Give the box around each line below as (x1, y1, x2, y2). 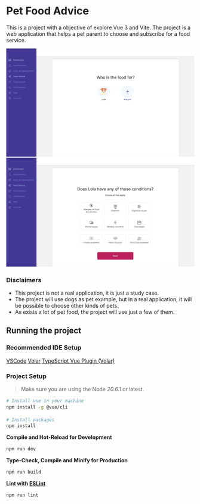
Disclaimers (6, 276, 42, 284)
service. (6, 36, 26, 44)
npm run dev (6, 446, 36, 452)
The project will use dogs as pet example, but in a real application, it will (14, 295, 192, 302)
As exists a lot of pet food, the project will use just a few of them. (14, 308, 175, 316)
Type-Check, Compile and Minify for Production (6, 457, 128, 464)
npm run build (6, 469, 42, 475)
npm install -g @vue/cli (6, 404, 68, 410)
